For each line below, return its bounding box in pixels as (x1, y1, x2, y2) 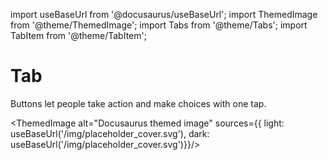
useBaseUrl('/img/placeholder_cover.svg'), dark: (10, 127, 210, 139)
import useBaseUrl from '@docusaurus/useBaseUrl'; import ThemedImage (10, 9, 318, 20)
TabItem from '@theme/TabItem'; (10, 30, 147, 41)
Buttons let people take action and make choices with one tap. (10, 97, 267, 109)
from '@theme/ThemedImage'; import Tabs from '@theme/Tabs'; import (10, 19, 308, 31)
